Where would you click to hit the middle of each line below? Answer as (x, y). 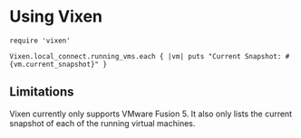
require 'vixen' (40, 41)
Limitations (42, 92)
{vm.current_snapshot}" (54, 64)
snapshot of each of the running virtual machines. (102, 123)
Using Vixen (56, 17)
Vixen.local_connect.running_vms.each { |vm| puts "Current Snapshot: (146, 56)
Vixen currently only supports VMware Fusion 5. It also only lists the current (151, 114)
